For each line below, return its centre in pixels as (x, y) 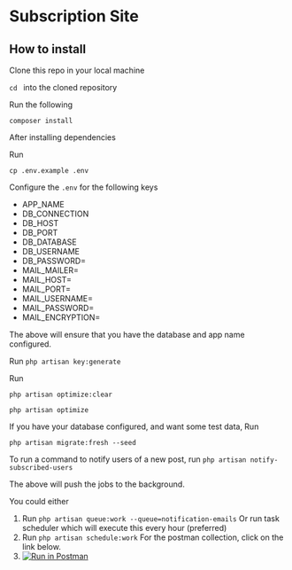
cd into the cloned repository (63, 87)
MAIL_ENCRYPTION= (61, 317)
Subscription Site (74, 16)
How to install (48, 49)
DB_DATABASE (49, 242)
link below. (42, 547)
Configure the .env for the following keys (84, 187)
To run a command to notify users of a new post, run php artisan (128, 459)
